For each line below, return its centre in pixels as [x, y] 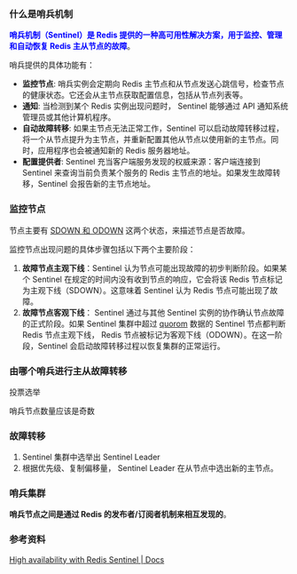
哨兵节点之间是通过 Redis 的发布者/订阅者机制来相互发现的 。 [120, 514]
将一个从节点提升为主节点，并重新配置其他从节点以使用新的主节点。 [146, 140]
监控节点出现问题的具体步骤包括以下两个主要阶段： [102, 249]
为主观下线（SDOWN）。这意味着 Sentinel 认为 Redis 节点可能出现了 [146, 290]
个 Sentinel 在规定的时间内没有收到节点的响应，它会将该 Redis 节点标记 [152, 279]
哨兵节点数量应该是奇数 [52, 411]
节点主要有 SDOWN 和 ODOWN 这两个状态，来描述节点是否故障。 [129, 230]
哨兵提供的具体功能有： [52, 65]
